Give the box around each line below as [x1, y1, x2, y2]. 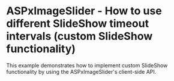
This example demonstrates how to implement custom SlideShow [6, 61, 168, 69]
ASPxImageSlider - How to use [6, 4, 162, 18]
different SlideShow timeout [6, 17, 149, 30]
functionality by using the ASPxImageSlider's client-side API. [6, 68, 157, 75]
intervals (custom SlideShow [6, 30, 153, 43]
